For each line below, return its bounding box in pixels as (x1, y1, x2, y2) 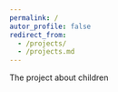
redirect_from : (9, 30, 67, 39)
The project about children (9, 72, 109, 83)
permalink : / (9, 13, 59, 23)
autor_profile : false (9, 22, 92, 31)
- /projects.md (17, 47, 75, 56)
